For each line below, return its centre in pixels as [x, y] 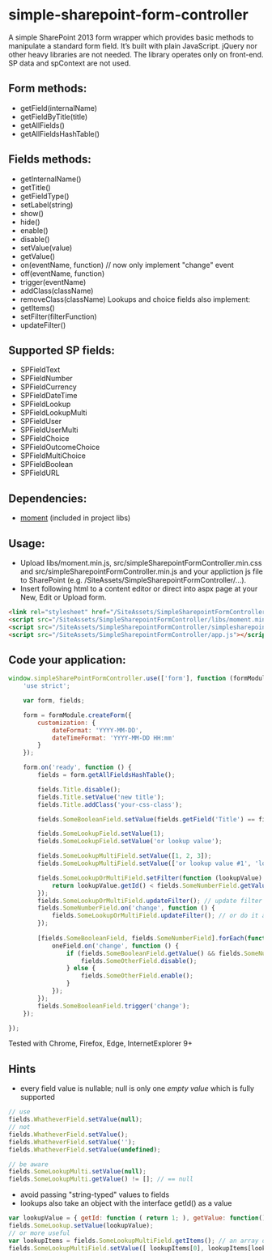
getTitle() [35, 187]
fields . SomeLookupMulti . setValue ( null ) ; [78, 1172]
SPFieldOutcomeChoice [60, 448]
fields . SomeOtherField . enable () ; [137, 976]
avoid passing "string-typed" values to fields [95, 1194]
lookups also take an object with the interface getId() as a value [126, 1203]
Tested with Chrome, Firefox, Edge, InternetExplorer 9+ [100, 1044]
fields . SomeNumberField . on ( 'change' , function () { [127, 908]
